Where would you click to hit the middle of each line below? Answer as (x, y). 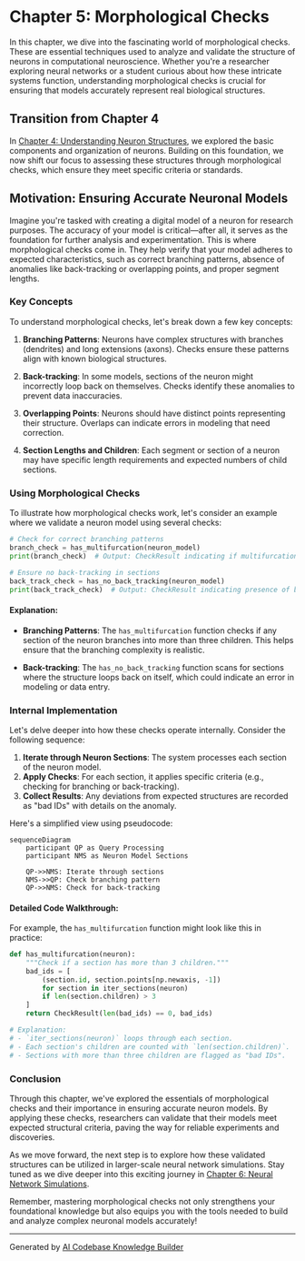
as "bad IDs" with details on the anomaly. (99, 805)
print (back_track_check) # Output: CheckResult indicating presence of (150, 590)
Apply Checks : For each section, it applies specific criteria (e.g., (143, 776)
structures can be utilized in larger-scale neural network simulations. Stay (147, 1164)
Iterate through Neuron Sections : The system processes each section (155, 757)
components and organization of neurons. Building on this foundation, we (147, 150)
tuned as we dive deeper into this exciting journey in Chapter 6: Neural (142, 1174)
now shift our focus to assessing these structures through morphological (145, 160)
